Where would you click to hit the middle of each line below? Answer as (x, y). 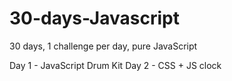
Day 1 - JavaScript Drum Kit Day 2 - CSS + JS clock (115, 65)
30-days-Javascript (94, 18)
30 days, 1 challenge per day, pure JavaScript (103, 46)
